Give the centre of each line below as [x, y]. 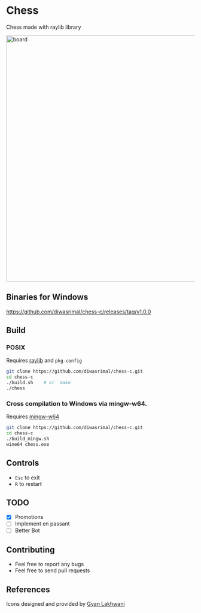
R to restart [28, 484]
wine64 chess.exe [28, 444]
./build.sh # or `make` [40, 383]
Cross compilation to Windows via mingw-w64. [77, 403]
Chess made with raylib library [44, 27]
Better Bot [27, 530]
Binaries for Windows [47, 297]
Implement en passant [42, 524]
